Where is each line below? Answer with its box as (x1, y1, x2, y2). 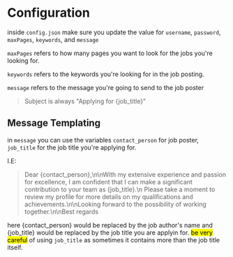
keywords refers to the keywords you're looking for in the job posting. (7, 70, 204, 78)
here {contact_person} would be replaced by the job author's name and (7, 221, 213, 229)
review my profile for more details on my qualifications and (24, 192, 193, 200)
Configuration (7, 5, 91, 21)
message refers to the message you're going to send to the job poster (7, 83, 204, 91)
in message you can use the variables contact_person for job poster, (7, 135, 199, 144)
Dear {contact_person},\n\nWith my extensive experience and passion (24, 170, 227, 179)
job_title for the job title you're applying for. (7, 143, 137, 152)
